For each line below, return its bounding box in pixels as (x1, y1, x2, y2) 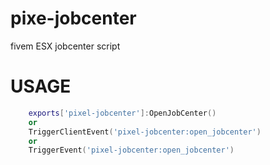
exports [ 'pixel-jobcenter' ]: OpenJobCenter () (28, 108, 217, 118)
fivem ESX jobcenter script (10, 40, 121, 52)
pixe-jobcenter (10, 7, 137, 30)
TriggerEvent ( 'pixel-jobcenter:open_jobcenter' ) (28, 145, 235, 156)
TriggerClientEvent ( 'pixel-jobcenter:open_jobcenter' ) (28, 127, 262, 137)
